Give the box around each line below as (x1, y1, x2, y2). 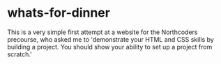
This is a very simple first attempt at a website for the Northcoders (7, 28, 198, 36)
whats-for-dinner (7, 5, 110, 21)
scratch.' (7, 50, 33, 58)
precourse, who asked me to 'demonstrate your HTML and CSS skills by (7, 35, 214, 43)
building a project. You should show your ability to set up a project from (7, 42, 213, 51)
